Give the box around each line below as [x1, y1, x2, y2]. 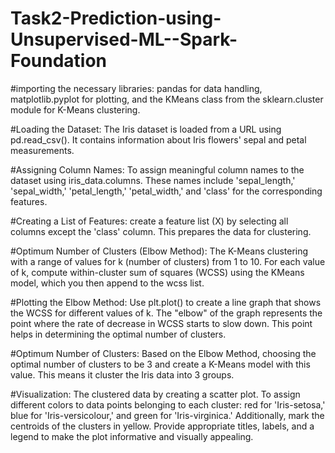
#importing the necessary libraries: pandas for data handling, [10, 82, 263, 94]
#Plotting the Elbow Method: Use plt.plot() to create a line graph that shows [10, 296, 322, 308]
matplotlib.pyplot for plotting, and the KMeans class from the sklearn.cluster [10, 93, 324, 105]
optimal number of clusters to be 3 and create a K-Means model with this [10, 358, 311, 370]
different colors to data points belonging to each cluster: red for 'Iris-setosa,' [10, 398, 326, 411]
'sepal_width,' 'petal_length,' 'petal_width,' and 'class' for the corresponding [10, 185, 323, 197]
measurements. [10, 144, 75, 156]
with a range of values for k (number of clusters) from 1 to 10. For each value [10, 255, 326, 267]
